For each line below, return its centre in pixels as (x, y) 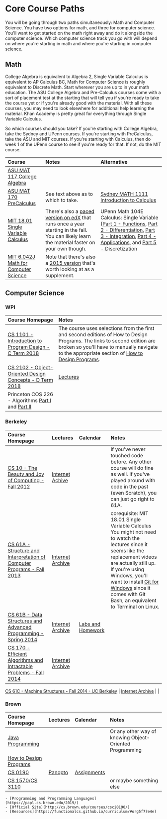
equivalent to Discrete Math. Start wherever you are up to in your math (77, 87)
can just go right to (133, 499)
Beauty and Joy (26, 474)
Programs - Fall (26, 569)
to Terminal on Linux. (135, 607)
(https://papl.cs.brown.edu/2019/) (42, 803)
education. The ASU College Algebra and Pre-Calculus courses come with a (83, 92)
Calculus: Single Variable (129, 217)
